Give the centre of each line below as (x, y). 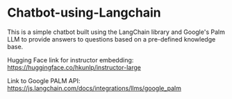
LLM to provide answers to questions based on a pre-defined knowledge (111, 39)
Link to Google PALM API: (44, 80)
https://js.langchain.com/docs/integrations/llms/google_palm (94, 88)
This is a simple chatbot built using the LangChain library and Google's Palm (116, 32)
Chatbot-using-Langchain (84, 13)
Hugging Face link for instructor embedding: (71, 60)
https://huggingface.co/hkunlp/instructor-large (74, 67)
